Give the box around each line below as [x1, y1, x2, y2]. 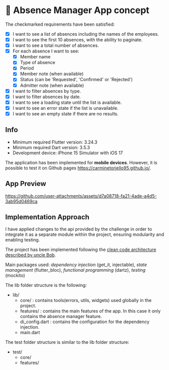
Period [20, 65, 34, 71]
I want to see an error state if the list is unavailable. [12, 105, 119, 111]
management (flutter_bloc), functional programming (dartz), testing [5, 267, 146, 273]
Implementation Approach [5, 213, 90, 221]
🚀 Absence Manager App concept [5, 5, 150, 16]
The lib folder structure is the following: [5, 282, 87, 288]
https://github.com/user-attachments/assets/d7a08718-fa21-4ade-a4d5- [5, 193, 157, 199]
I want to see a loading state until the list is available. [12, 99, 122, 105]
